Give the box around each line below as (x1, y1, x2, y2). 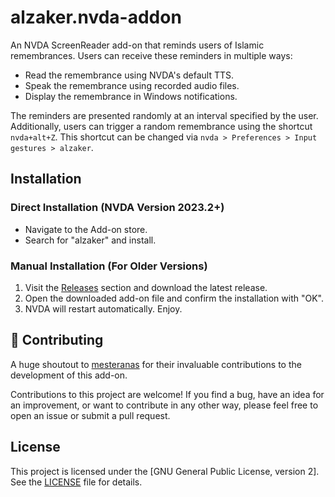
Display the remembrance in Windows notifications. (24, 90, 238, 102)
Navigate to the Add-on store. (24, 223, 148, 235)
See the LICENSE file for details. (10, 476, 143, 488)
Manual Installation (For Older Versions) (10, 259, 208, 273)
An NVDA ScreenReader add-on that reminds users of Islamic (10, 39, 265, 51)
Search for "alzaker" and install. (24, 234, 157, 246)
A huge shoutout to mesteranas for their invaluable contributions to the (10, 358, 302, 370)
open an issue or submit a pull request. (10, 409, 171, 421)
